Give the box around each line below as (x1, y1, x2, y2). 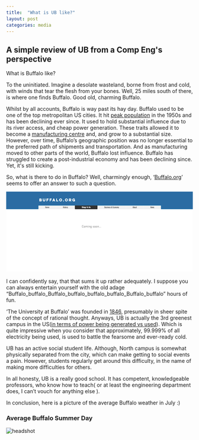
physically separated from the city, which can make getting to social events (6, 350, 190, 358)
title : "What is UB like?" (6, 9, 76, 15)
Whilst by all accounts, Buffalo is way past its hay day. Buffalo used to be (6, 106, 184, 113)
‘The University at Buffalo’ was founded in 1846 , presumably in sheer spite (6, 308, 188, 315)
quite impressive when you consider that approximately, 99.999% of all (6, 327, 180, 334)
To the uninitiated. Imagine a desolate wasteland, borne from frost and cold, (6, 81, 191, 88)
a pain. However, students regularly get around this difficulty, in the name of (6, 357, 191, 364)
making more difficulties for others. (6, 364, 92, 371)
